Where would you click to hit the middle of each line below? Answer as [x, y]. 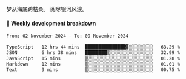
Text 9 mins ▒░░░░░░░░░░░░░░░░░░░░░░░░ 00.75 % [93, 70]
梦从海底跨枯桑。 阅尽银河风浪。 [47, 9]
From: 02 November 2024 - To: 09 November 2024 [68, 36]
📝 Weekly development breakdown [51, 23]
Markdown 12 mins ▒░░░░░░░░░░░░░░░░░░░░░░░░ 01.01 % [93, 64]
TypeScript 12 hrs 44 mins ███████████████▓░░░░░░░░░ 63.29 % [93, 47]
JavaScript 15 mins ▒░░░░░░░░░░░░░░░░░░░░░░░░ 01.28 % [93, 58]
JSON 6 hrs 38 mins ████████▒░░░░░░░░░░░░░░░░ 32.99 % [93, 53]
